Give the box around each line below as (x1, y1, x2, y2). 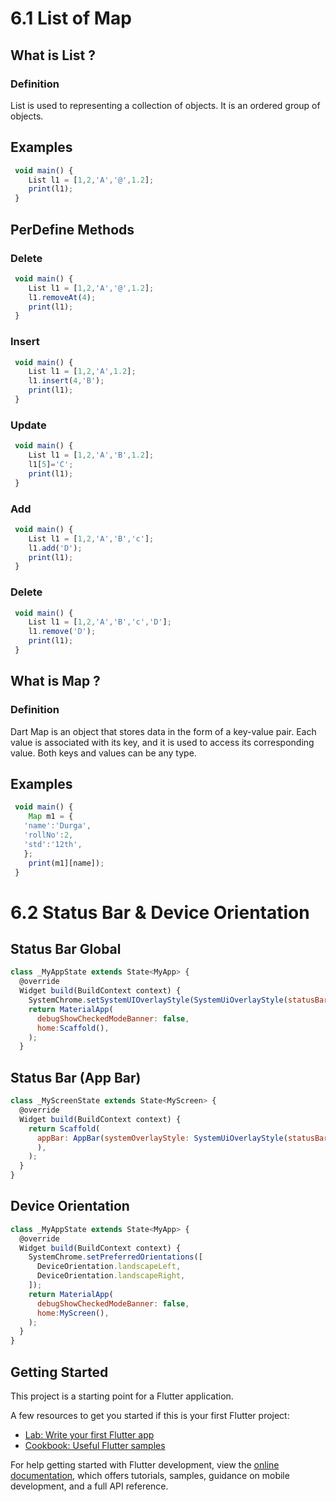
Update (10, 418, 47, 432)
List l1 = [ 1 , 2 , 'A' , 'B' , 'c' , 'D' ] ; (28, 617, 172, 627)
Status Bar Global (10, 941, 122, 958)
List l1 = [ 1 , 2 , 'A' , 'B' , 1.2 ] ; (28, 450, 155, 461)
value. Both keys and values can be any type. (10, 747, 197, 759)
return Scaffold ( (28, 1123, 101, 1134)
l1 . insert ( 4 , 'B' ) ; (28, 376, 105, 386)
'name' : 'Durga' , (23, 821, 92, 831)
